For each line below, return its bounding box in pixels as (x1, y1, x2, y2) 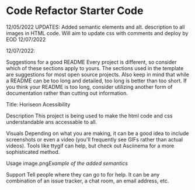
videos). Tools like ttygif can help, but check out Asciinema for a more (6, 142, 175, 149)
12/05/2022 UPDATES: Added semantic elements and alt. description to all (6, 23, 185, 30)
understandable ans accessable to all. (6, 118, 97, 125)
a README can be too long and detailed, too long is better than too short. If (6, 77, 187, 84)
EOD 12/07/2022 (6, 36, 46, 43)
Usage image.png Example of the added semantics (6, 160, 128, 167)
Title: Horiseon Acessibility (6, 101, 71, 108)
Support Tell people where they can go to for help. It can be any (6, 171, 160, 178)
